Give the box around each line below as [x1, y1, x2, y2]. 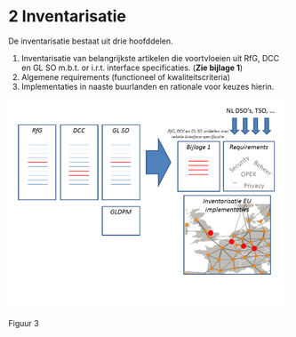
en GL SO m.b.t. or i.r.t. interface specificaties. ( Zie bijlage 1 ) [20, 62, 244, 73]
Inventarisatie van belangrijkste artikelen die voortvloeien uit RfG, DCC [20, 52, 280, 63]
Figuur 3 [8, 317, 39, 328]
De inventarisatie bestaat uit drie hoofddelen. [8, 36, 173, 46]
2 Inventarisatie [8, 6, 126, 27]
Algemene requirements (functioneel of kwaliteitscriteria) [20, 71, 230, 82]
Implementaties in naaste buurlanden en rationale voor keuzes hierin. [20, 81, 275, 92]
